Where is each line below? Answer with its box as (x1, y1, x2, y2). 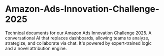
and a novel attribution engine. (5, 45, 67, 51)
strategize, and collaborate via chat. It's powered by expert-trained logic (5, 40, 152, 46)
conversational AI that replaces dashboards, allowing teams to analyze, (5, 35, 150, 41)
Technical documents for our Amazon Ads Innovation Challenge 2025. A (5, 30, 152, 36)
